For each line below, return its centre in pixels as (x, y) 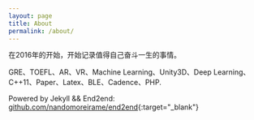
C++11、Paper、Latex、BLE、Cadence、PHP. (85, 83)
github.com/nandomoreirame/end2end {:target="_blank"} (103, 107)
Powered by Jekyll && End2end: (62, 99)
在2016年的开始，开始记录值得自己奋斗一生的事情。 (95, 55)
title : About (30, 24)
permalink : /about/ (41, 31)
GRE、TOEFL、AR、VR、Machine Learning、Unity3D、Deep (110, 72)
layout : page (30, 16)
